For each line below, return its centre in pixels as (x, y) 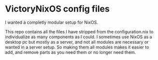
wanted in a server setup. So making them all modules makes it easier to (77, 47)
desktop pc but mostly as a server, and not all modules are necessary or (77, 42)
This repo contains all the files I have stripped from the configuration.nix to (79, 31)
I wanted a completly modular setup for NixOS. (51, 22)
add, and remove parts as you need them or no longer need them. (71, 52)
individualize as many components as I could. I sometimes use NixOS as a (79, 37)
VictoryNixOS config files (57, 9)
